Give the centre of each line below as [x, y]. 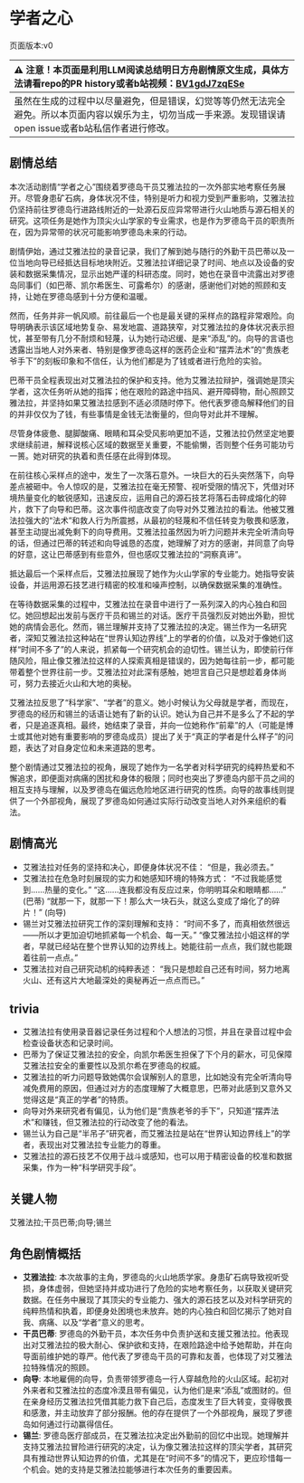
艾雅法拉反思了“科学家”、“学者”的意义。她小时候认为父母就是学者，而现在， [151, 702]
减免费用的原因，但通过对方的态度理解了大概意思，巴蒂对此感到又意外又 [157, 1088]
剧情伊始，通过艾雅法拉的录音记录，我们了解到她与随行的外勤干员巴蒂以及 [148, 251]
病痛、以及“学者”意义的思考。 [94, 1322]
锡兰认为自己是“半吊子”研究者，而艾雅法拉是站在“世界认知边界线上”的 [152, 1134]
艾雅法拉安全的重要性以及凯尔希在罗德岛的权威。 [114, 1066]
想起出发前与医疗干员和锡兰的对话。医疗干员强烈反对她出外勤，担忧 [167, 615]
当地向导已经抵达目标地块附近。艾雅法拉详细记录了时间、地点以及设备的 [152, 262]
